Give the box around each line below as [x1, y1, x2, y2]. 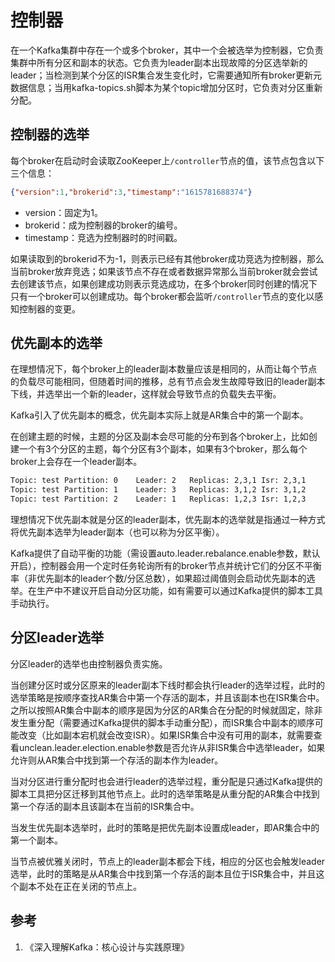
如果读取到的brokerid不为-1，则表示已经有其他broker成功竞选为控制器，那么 [10, 252, 325, 265]
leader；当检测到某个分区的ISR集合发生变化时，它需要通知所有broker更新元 [10, 69, 323, 81]
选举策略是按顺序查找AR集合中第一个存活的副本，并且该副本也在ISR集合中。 [10, 691, 325, 703]
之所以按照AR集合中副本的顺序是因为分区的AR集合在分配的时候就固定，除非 [10, 704, 323, 716]
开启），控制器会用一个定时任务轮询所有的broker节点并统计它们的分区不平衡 [10, 560, 322, 572]
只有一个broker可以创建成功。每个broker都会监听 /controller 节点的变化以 [10, 290, 315, 302]
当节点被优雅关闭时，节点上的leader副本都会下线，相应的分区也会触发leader [10, 855, 326, 867]
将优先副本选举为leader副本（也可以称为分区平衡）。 [10, 526, 225, 538]
